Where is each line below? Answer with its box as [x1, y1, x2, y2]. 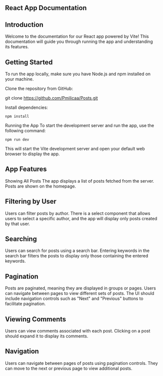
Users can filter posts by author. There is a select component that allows [5, 210, 151, 216]
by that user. [5, 221, 30, 227]
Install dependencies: [5, 104, 48, 110]
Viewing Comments [5, 315, 67, 323]
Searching [5, 235, 37, 243]
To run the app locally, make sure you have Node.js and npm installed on [5, 71, 151, 77]
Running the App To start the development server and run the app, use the [5, 123, 154, 128]
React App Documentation [5, 4, 87, 12]
